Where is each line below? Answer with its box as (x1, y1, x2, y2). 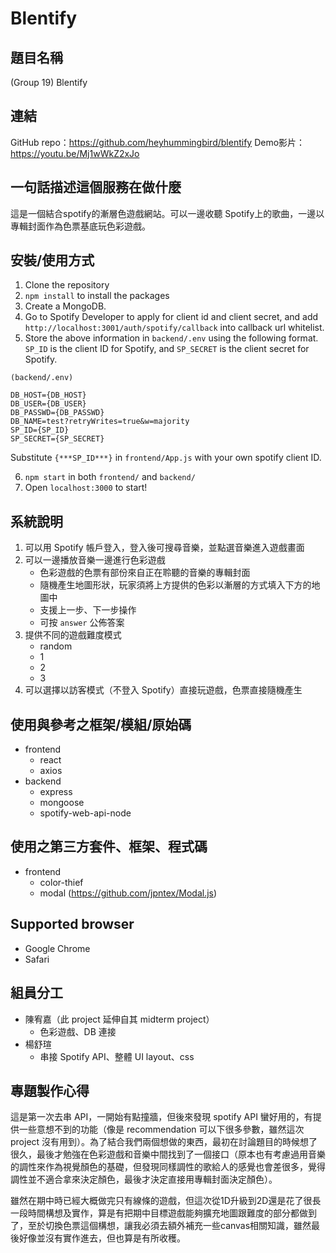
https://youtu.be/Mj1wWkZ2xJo (10, 147, 140, 159)
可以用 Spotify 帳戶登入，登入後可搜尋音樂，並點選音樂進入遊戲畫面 (24, 542, 305, 554)
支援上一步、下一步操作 (39, 604, 137, 616)
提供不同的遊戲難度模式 (24, 629, 122, 641)
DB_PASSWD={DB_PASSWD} (10, 408, 105, 418)
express (39, 786, 73, 798)
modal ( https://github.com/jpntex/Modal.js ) (39, 887, 218, 899)
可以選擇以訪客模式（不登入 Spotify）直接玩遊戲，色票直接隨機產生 (24, 684, 303, 696)
